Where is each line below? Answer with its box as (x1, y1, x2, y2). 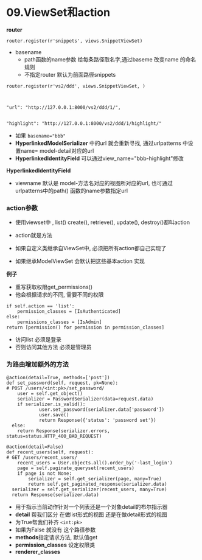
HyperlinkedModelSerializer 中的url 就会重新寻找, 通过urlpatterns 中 (15, 139, 189, 147)
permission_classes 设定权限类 (15, 541, 96, 548)
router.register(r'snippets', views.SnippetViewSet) (6, 38, 143, 44)
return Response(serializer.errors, (17, 427, 111, 434)
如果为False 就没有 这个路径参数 (15, 526, 96, 533)
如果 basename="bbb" (15, 131, 66, 139)
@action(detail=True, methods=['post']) (6, 374, 111, 380)
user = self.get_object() (17, 390, 83, 396)
